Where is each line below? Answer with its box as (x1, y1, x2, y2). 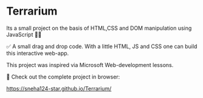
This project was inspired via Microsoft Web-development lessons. (6, 61, 174, 68)
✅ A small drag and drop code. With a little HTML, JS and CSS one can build (6, 43, 198, 50)
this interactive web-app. (6, 49, 69, 57)
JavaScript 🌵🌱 (6, 30, 42, 38)
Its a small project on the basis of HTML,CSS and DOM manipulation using (6, 24, 192, 32)
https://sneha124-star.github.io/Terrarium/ (6, 85, 112, 92)
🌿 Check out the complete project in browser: (6, 73, 120, 80)
